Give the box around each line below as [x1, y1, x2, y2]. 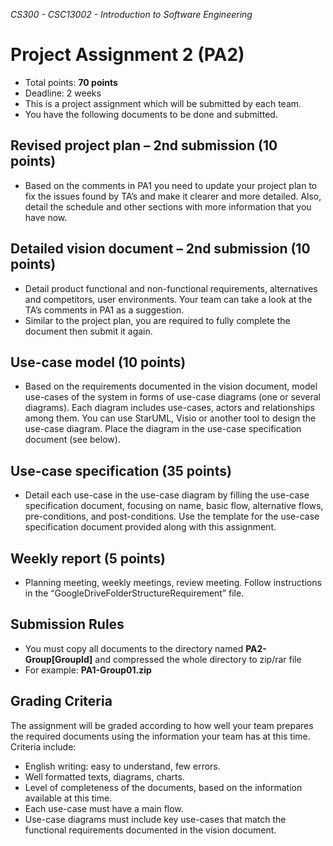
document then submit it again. [24, 325, 153, 337]
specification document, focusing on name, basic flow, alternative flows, [24, 500, 324, 512]
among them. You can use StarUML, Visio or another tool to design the [24, 412, 317, 424]
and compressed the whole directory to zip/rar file [94, 653, 302, 665]
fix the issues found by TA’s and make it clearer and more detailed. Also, [24, 190, 322, 202]
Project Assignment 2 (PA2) [10, 44, 245, 66]
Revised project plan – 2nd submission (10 [10, 137, 278, 154]
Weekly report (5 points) [10, 550, 166, 567]
